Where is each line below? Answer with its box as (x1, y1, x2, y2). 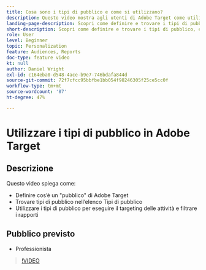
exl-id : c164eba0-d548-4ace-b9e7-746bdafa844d (6, 72, 128, 78)
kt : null (6, 60, 29, 66)
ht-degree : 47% (6, 94, 45, 100)
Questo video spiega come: (6, 179, 76, 187)
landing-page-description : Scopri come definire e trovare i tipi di (6, 20, 188, 26)
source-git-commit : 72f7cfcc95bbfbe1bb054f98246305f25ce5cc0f (6, 77, 169, 83)
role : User (6, 32, 34, 38)
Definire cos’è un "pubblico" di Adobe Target (15, 191, 129, 199)
